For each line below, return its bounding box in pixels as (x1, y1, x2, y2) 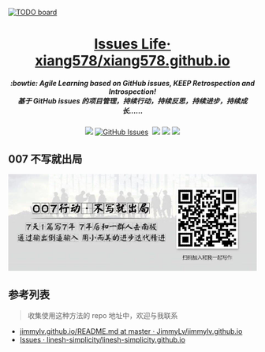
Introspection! (109, 87, 156, 96)
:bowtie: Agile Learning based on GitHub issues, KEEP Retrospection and (10, 78, 255, 88)
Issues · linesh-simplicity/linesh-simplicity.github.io (19, 335, 185, 344)
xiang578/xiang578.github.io (35, 52, 230, 70)
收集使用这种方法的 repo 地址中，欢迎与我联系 (27, 310, 178, 320)
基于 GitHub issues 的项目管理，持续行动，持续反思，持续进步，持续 (17, 95, 241, 106)
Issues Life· (94, 36, 171, 53)
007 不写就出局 (8, 152, 83, 166)
